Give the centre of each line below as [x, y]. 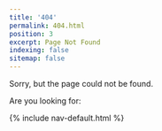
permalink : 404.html [47, 26]
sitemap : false [37, 58]
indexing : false [39, 50]
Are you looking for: [45, 101]
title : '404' [33, 17]
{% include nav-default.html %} [67, 118]
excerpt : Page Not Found [55, 42]
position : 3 [31, 34]
